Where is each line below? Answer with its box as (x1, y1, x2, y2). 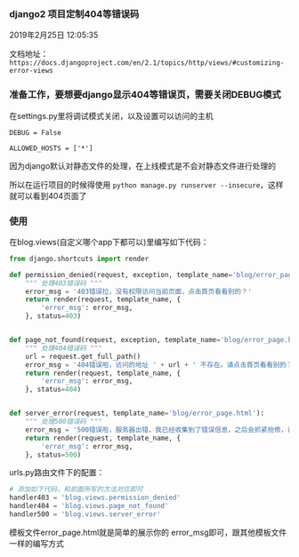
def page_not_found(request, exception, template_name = (9, 336, 221, 345)
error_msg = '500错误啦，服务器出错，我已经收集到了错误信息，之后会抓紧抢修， (25, 425, 287, 434)
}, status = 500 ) (25, 450, 82, 459)
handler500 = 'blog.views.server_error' (9, 510, 162, 519)
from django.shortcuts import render (9, 254, 149, 263)
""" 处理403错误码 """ (25, 278, 102, 288)
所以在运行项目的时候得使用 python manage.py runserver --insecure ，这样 (9, 179, 284, 190)
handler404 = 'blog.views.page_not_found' (9, 502, 169, 511)
